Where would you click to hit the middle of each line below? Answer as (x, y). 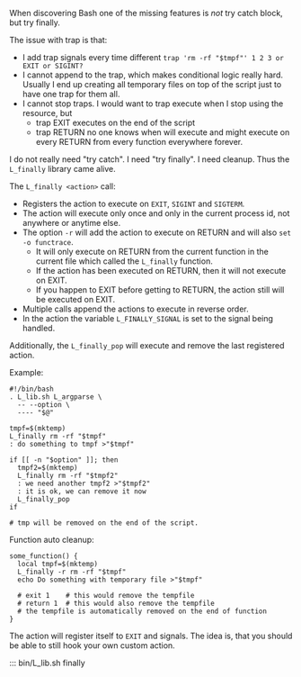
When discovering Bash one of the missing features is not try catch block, (146, 13)
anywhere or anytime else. (71, 223)
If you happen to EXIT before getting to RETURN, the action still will (160, 290)
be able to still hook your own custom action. (92, 645)
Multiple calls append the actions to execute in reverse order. (135, 309)
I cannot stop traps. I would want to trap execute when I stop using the (153, 104)
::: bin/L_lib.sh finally (47, 663)
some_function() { (44, 556)
